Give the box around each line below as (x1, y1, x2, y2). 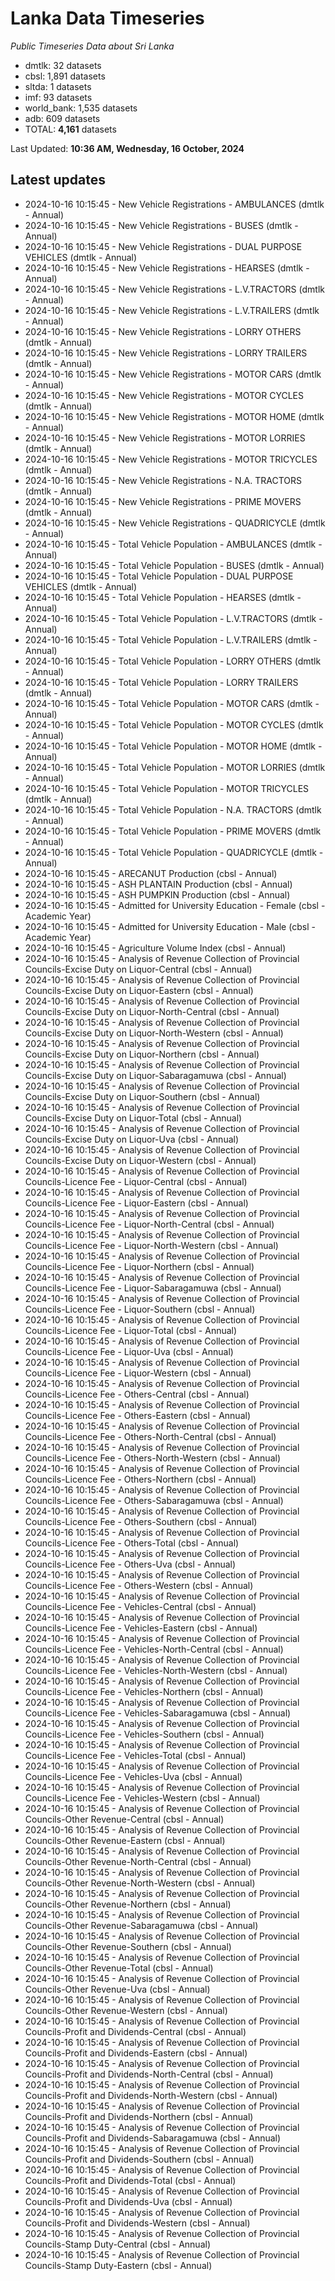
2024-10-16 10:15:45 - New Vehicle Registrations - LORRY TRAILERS (24, 347, 308, 359)
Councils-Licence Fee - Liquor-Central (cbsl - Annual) (24, 1175, 248, 1187)
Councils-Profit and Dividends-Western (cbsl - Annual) (24, 2217, 251, 2229)
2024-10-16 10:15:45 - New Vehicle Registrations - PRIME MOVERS (24, 495, 302, 507)
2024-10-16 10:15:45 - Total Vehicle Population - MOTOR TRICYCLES (24, 782, 310, 794)
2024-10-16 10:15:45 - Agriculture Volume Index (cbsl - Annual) (24, 942, 287, 954)
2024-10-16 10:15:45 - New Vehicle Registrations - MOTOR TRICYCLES (24, 453, 318, 465)
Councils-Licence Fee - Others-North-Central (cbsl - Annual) (24, 1430, 277, 1442)
